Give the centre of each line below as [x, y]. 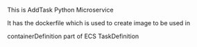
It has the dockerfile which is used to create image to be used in [99, 23]
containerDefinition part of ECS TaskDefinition [73, 36]
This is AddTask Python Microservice [60, 10]
